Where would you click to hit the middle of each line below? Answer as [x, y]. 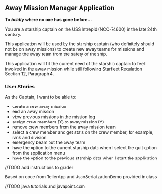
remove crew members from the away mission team [64, 127]
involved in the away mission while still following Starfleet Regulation [73, 69]
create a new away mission [39, 106]
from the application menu [38, 153]
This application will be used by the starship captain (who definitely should [80, 44]
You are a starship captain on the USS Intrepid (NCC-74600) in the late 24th [81, 29]
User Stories [20, 86]
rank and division [29, 138]
